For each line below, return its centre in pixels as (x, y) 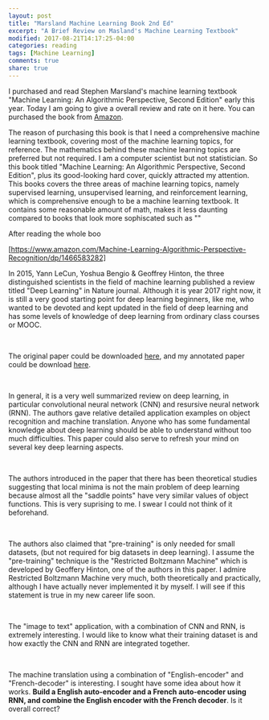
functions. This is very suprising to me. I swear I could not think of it (120, 503)
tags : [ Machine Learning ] (51, 53)
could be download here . (49, 364)
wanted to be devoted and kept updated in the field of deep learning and (128, 308)
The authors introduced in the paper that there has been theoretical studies (133, 478)
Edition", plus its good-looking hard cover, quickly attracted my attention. (129, 175)
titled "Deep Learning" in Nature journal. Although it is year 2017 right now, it (134, 290)
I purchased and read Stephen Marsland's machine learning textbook (123, 91)
